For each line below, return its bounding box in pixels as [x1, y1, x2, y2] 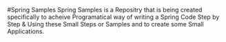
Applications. [7, 27, 45, 35]
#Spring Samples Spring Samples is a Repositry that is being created [7, 6, 203, 14]
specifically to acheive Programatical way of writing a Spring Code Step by [7, 13, 220, 21]
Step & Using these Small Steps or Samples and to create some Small [7, 20, 205, 28]
